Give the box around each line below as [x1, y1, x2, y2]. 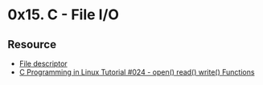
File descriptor [18, 59, 68, 68]
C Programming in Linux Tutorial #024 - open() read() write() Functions [18, 67, 255, 77]
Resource [7, 38, 57, 51]
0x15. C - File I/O [7, 6, 120, 24]
